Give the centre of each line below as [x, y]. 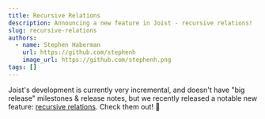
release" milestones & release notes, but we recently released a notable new [133, 98]
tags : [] [23, 67]
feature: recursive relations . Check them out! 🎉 [84, 106]
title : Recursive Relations [55, 15]
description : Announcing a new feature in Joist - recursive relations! [131, 23]
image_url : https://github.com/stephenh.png [97, 60]
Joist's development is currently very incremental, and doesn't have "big [127, 90]
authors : [23, 38]
